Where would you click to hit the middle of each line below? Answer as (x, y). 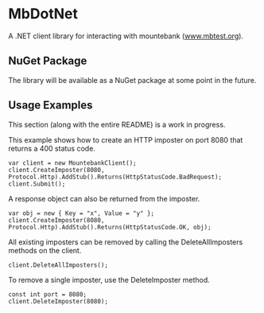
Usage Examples (50, 106)
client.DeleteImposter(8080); (58, 301)
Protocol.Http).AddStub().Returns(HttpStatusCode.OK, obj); (110, 227)
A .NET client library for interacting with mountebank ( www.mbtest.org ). (126, 36)
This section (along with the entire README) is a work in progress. (117, 124)
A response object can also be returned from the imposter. (104, 198)
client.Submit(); (37, 184)
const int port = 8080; (48, 294)
